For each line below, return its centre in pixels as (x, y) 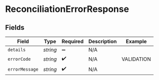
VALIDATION (136, 59)
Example (136, 41)
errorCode (19, 59)
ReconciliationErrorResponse (67, 9)
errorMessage (23, 69)
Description (103, 41)
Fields (15, 28)
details (17, 50)
